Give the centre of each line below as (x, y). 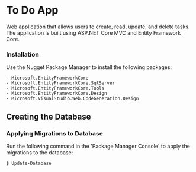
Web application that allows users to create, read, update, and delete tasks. (98, 27)
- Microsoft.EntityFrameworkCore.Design (57, 94)
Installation (23, 54)
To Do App (32, 10)
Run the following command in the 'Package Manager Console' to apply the (98, 146)
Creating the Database (49, 116)
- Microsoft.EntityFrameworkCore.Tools (55, 88)
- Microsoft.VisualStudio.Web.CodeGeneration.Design (73, 99)
